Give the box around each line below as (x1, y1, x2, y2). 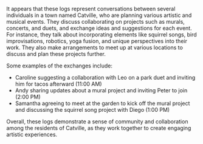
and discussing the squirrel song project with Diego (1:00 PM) (15, 106, 170, 113)
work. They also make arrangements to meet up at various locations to (6, 44, 184, 51)
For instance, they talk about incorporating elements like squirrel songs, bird (6, 31, 198, 38)
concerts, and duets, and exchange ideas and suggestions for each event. (6, 24, 193, 32)
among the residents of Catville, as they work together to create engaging (6, 125, 191, 131)
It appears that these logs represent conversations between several (6, 5, 176, 12)
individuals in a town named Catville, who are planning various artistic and (6, 12, 192, 19)
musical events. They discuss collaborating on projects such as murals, (6, 18, 185, 25)
